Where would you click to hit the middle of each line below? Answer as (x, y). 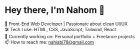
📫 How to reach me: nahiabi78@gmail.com (49, 42)
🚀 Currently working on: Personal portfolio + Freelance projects (70, 36)
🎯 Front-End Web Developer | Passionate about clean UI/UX (66, 24)
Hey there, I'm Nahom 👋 (55, 10)
